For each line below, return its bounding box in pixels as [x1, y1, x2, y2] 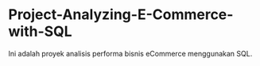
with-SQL [8, 22, 73, 41]
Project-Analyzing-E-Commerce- [8, 6, 234, 24]
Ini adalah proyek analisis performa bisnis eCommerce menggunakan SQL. [8, 49, 253, 58]
